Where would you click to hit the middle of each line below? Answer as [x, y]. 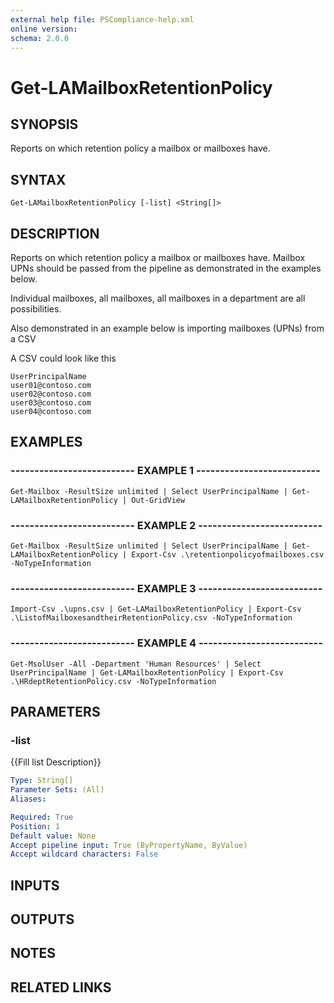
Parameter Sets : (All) [57, 790]
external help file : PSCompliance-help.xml [102, 19]
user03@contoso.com [51, 403]
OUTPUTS [42, 919]
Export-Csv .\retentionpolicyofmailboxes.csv [228, 554]
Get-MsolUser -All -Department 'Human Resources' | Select [136, 664]
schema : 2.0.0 [40, 38]
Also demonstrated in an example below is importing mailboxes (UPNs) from [167, 328]
